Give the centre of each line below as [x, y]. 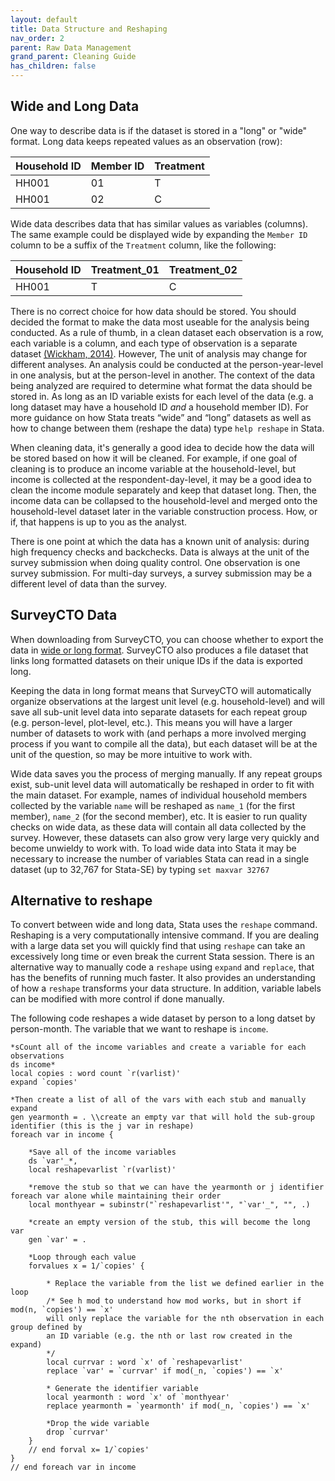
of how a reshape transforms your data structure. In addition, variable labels [166, 988]
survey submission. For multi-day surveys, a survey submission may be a [161, 573]
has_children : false [53, 66]
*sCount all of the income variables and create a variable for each [158, 1047]
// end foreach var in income [73, 1467]
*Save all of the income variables [102, 1152]
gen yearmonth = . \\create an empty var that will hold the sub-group [162, 1117]
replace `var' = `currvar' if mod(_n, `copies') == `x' [165, 1371]
